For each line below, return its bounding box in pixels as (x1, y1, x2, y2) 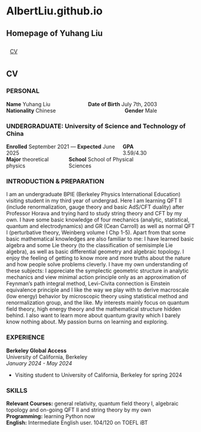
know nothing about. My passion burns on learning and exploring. (6, 318, 169, 325)
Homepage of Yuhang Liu (6, 28, 103, 38)
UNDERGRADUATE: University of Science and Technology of (6, 122, 186, 130)
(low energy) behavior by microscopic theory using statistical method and (6, 293, 188, 300)
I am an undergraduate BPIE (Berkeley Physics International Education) (6, 191, 181, 198)
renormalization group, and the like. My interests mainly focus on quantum (6, 299, 190, 307)
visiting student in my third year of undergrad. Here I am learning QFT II (6, 197, 182, 205)
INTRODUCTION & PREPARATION (6, 177, 105, 185)
